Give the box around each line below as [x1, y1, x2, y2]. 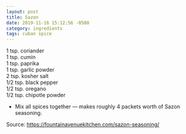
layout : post [6, 8, 39, 15]
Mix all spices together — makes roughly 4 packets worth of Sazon [14, 103, 181, 110]
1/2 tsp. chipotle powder [6, 92, 66, 99]
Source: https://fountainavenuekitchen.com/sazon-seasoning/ [6, 121, 160, 128]
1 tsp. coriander [6, 47, 45, 54]
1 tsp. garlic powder [6, 66, 55, 73]
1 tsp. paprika [6, 60, 39, 67]
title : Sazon [6, 14, 39, 20]
